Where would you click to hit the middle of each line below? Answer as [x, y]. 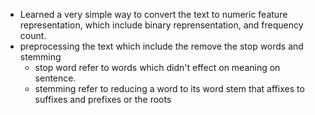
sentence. [55, 78]
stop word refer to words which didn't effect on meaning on [157, 67]
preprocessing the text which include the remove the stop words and [161, 46]
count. [33, 35]
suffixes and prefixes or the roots [103, 99]
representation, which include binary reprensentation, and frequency [161, 25]
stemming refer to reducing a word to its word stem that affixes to [169, 88]
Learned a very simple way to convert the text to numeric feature [153, 14]
